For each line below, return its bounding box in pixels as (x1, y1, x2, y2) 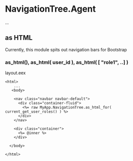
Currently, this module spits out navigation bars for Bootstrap (5, 46, 127, 52)
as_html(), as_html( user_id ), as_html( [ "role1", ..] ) (5, 59, 129, 65)
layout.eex (5, 70, 26, 76)
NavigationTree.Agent (5, 3, 96, 15)
